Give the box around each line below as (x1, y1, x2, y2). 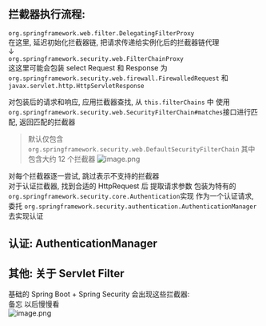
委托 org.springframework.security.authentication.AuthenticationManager (8, 201, 257, 211)
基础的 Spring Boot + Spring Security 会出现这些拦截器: (8, 289, 190, 299)
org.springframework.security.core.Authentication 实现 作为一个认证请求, (8, 191, 254, 200)
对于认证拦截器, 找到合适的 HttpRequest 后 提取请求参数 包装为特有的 (8, 181, 237, 191)
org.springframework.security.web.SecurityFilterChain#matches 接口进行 (8, 107, 252, 116)
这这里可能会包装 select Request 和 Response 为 (8, 62, 168, 72)
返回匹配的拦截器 (18, 117, 76, 127)
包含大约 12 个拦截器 (27, 154, 96, 163)
